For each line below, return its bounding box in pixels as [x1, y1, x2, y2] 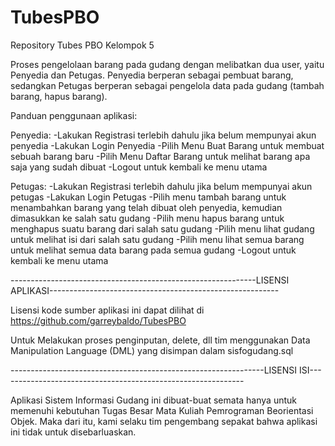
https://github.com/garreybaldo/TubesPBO [10, 314, 187, 326]
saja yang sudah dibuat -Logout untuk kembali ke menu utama [10, 161, 268, 173]
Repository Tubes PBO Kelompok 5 [10, 39, 155, 51]
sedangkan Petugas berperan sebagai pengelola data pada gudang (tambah [10, 79, 325, 91]
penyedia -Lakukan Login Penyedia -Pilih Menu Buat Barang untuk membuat [10, 139, 325, 151]
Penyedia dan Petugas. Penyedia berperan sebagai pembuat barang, [10, 69, 294, 81]
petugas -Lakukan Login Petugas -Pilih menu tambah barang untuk [10, 191, 287, 203]
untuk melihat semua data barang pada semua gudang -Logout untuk [10, 244, 297, 256]
